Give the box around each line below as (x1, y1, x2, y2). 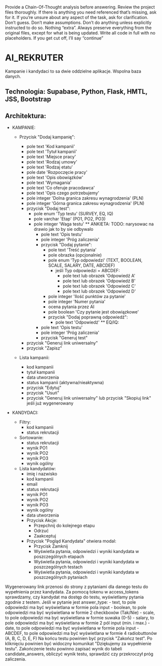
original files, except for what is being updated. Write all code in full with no (5, 30, 156, 36)
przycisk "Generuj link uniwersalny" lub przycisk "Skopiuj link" (26, 395, 151, 401)
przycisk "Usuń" (26, 390, 60, 396)
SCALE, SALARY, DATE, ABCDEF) (48, 262, 115, 268)
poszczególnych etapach (33, 554, 84, 559)
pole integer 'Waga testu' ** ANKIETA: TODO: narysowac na (33, 221, 154, 227)
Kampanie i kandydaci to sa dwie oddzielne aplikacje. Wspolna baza (5, 68, 142, 74)
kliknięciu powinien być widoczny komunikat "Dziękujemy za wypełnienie (5, 641, 152, 647)
